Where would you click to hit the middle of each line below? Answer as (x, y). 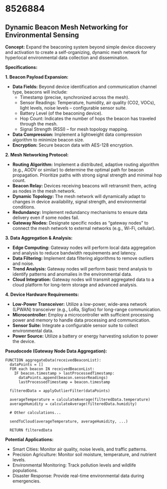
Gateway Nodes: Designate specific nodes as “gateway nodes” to (80, 223)
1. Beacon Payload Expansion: (37, 77)
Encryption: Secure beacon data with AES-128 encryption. (73, 145)
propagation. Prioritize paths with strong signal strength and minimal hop (87, 175)
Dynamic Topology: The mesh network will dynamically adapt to (79, 196)
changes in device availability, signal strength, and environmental (79, 201)
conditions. (24, 207)
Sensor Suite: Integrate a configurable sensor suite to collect (75, 325)
